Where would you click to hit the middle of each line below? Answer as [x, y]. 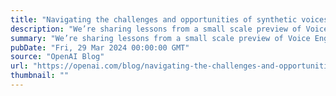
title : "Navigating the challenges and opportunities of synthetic [154, 19]
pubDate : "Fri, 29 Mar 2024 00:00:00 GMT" [100, 47]
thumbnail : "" [40, 76]
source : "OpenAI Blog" [57, 57]
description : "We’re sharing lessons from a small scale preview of [156, 29]
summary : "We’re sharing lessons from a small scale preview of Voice [160, 38]
